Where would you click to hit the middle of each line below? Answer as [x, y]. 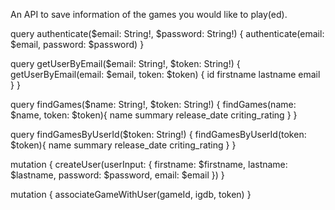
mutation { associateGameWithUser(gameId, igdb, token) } [131, 194]
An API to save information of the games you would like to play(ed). [149, 14]
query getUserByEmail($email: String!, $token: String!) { [125, 63]
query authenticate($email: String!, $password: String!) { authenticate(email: [167, 33]
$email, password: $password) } [77, 44]
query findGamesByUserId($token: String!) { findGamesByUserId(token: [158, 134]
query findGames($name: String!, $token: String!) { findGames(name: [153, 104]
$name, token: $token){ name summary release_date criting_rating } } [154, 115]
